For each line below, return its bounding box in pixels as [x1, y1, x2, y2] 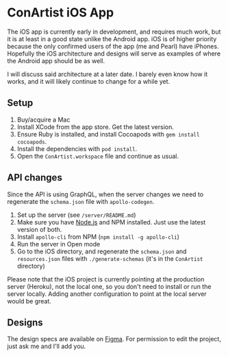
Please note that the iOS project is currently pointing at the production [7, 275, 205, 283]
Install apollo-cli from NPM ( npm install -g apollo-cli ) [16, 232, 180, 241]
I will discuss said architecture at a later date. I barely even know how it [7, 70, 208, 78]
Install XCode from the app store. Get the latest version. [16, 122, 175, 131]
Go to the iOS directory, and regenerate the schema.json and [16, 247, 187, 255]
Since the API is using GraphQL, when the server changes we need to [7, 190, 204, 198]
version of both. [16, 225, 62, 233]
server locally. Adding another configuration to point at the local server [7, 290, 207, 298]
